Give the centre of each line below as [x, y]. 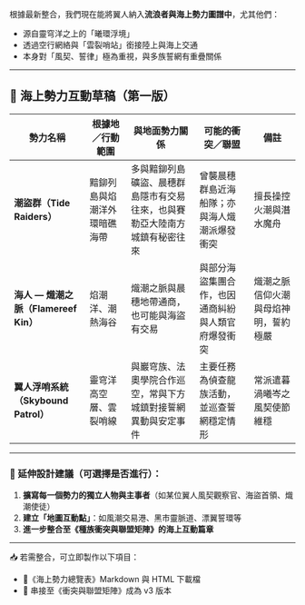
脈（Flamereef [45, 308]
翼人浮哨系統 [42, 387]
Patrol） [32, 414]
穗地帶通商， [158, 302]
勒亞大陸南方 [158, 223]
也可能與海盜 [158, 315]
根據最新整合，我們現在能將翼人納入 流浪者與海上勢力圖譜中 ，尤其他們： [144, 14]
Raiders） [35, 216]
